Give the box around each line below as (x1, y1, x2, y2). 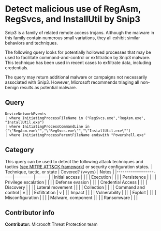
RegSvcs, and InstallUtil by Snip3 (5, 14, 141, 25)
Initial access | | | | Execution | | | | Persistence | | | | (54, 174, 157, 180)
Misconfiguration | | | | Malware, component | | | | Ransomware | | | (5, 195, 138, 200)
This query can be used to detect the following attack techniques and (5, 158, 144, 164)
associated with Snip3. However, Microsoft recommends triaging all (5, 79, 139, 85)
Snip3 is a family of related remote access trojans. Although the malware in (5, 30, 155, 35)
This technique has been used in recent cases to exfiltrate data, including (5, 60, 151, 65)
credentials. (5, 64, 29, 71)
